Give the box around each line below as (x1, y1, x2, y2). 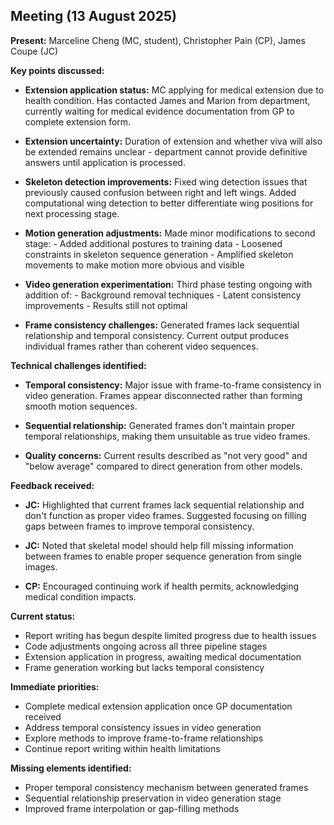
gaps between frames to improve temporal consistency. (24, 520, 255, 532)
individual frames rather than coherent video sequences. (24, 340, 259, 352)
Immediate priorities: (10, 680, 100, 693)
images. (24, 560, 58, 573)
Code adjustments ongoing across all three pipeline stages (24, 640, 268, 652)
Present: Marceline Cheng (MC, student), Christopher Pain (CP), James (10, 34, 306, 46)
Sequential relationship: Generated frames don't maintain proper (24, 419, 295, 431)
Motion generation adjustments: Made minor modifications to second (24, 227, 316, 239)
